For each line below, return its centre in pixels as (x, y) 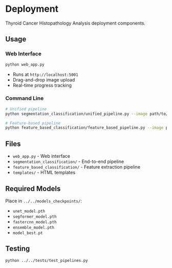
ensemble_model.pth (34, 228)
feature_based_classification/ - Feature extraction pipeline (77, 167)
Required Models (33, 188)
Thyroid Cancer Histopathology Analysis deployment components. (76, 23)
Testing (18, 249)
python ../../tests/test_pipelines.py (47, 260)
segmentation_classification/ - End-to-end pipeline (68, 161)
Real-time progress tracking (42, 85)
